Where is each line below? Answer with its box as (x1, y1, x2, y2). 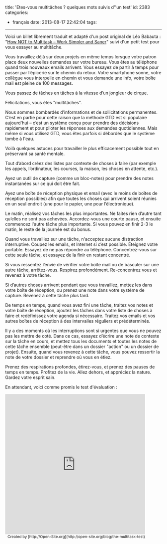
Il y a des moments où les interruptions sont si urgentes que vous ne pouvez (5, 328, 162, 334)
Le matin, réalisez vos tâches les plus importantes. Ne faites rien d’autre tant (5, 210, 162, 216)
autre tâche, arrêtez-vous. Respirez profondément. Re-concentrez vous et (5, 267, 158, 273)
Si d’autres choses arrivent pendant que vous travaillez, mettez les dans (5, 282, 153, 288)
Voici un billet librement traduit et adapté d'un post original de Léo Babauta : (5, 33, 161, 39)
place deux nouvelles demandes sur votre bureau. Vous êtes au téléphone (5, 59, 158, 65)
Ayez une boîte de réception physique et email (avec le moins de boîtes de (5, 190, 158, 196)
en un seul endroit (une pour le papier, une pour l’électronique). (5, 201, 135, 206)
